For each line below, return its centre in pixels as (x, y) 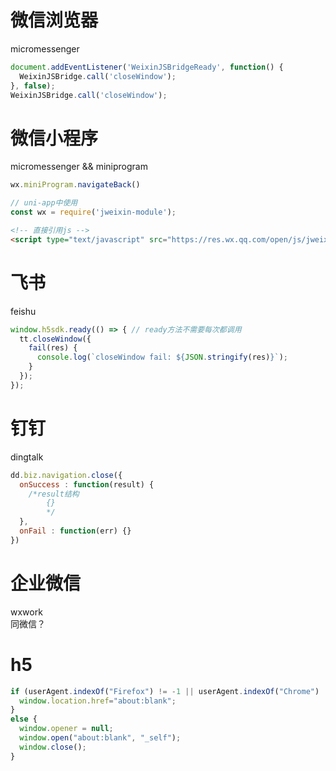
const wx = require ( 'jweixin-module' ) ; (93, 212)
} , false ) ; (33, 86)
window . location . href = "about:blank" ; (98, 701)
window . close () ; (53, 747)
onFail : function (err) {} (75, 531)
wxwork (26, 612)
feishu (23, 311)
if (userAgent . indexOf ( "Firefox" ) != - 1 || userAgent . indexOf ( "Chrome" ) (165, 691)
